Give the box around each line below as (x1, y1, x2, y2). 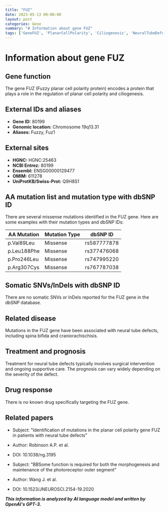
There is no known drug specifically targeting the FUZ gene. (5, 399, 129, 405)
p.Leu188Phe (7, 247, 40, 254)
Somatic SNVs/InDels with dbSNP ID (5, 281, 120, 290)
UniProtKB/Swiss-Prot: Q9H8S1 (12, 178, 79, 184)
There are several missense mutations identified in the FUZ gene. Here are (5, 214, 158, 220)
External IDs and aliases (5, 105, 81, 114)
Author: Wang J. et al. (12, 476, 57, 482)
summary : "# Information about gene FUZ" (5, 26, 93, 31)
